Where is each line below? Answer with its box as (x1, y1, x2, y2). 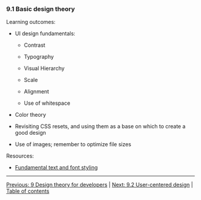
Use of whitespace (23, 99, 71, 107)
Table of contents (6, 187, 50, 195)
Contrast (23, 41, 46, 49)
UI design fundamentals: (14, 30, 76, 37)
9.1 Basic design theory (6, 5, 75, 13)
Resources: (6, 152, 34, 160)
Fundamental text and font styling (14, 164, 98, 171)
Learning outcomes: (6, 19, 56, 26)
